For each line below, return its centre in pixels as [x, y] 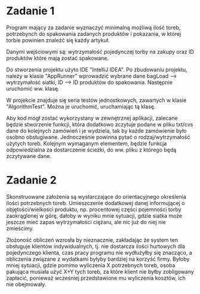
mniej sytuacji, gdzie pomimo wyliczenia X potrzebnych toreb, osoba [91, 265]
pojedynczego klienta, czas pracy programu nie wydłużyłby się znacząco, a [99, 252]
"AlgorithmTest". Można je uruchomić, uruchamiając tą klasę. [81, 106]
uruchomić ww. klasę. [33, 88]
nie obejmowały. [26, 284]
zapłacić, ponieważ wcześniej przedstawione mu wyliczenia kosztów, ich [96, 278]
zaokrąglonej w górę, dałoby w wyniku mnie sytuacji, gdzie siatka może [94, 215]
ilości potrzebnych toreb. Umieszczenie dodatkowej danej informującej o [96, 203]
